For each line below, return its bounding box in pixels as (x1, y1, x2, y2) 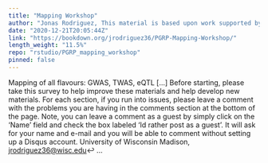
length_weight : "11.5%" (8, 41, 88, 49)
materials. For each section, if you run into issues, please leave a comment (8, 95, 254, 104)
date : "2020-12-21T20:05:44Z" (8, 26, 109, 34)
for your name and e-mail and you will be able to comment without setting (8, 128, 251, 138)
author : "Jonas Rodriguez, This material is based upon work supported (8, 19, 251, 27)
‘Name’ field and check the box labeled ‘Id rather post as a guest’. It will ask (8, 120, 256, 130)
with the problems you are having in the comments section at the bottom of (8, 103, 255, 112)
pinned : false (8, 56, 56, 64)
